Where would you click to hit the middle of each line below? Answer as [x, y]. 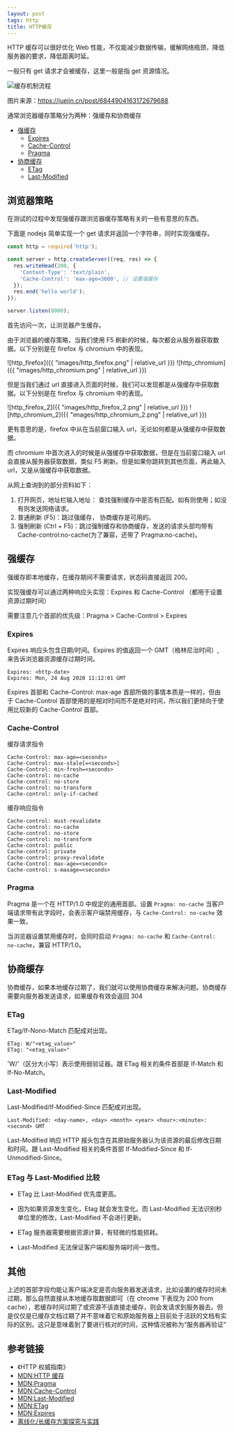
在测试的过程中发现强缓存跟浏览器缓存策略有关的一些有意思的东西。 [105, 219]
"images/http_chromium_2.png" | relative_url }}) [139, 415]
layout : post [26, 14]
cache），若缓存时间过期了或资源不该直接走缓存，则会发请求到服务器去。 [112, 1307]
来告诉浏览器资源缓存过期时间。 [53, 659]
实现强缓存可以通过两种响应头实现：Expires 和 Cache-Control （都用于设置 [115, 592]
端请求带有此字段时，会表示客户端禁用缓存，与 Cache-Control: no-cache [111, 912]
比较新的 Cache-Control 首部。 [57, 709]
